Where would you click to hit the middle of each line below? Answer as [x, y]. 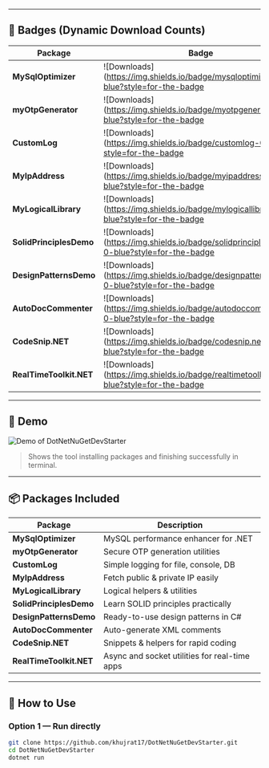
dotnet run [26, 758]
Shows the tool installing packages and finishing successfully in [133, 456]
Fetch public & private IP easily [161, 578]
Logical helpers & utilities [150, 591]
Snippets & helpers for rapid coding [170, 643]
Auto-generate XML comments [162, 630]
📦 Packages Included [64, 499]
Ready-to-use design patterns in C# [172, 617]
